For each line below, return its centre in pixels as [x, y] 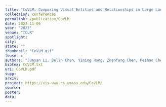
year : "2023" [19, 28]
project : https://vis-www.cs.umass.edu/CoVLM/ [54, 83]
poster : [13, 92]
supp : [11, 74]
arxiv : [12, 78]
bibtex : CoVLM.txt [24, 65]
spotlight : [16, 37]
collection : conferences [31, 14]
